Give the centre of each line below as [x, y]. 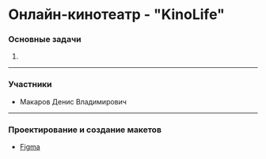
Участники [30, 85]
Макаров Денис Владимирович [73, 101]
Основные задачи [45, 40]
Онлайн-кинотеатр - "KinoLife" [117, 15]
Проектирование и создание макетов [85, 130]
